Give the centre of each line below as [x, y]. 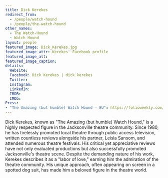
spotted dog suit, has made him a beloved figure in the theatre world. [76, 170]
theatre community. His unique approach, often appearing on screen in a [80, 164]
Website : [19, 71]
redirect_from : [21, 15]
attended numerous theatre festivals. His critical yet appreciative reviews [80, 143]
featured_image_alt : [27, 56]
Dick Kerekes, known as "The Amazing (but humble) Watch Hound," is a [79, 122]
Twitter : [19, 80]
